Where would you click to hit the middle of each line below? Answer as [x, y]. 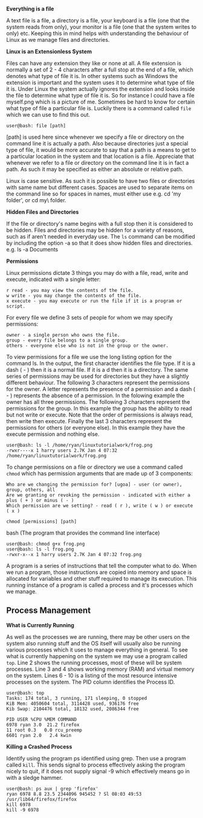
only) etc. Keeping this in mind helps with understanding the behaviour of [98, 33]
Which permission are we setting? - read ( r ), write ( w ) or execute [100, 506]
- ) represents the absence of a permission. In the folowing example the [95, 395]
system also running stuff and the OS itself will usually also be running [94, 643]
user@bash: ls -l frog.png [40, 549]
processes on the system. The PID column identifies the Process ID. [91, 682]
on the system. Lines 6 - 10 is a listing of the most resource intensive [92, 675]
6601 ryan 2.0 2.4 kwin [39, 735]
